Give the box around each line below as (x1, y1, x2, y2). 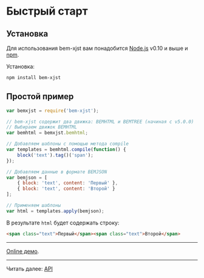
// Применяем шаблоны (6, 203, 61, 209)
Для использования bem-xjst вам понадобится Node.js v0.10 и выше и (6, 44, 188, 52)
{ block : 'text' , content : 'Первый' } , (17, 180, 118, 186)
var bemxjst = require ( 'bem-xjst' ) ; (6, 108, 99, 114)
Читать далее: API (6, 265, 53, 272)
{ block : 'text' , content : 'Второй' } (17, 186, 115, 192)
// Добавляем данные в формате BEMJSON (6, 169, 107, 175)
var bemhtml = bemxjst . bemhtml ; (6, 130, 88, 136)
